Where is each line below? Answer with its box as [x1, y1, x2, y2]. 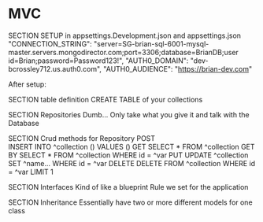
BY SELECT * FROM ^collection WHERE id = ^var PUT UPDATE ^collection [8, 150, 249, 160]
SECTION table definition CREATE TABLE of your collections [8, 94, 203, 104]
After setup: [8, 80, 47, 89]
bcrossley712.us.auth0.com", [8, 64, 102, 73]
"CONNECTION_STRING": [8, 39, 92, 48]
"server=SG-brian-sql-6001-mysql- [93, 39, 209, 48]
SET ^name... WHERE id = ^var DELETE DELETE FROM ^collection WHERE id [8, 158, 256, 168]
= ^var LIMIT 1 [8, 167, 54, 176]
